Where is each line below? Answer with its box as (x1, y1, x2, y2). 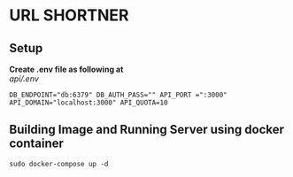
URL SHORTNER (9, 5, 129, 26)
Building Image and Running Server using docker (9, 122, 285, 137)
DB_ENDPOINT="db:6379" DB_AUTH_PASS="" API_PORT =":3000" (9, 90, 227, 99)
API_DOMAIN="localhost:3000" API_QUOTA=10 (9, 98, 168, 107)
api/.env (9, 73, 40, 84)
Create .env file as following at (9, 64, 124, 74)
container (9, 136, 65, 151)
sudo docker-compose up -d (9, 159, 109, 168)
